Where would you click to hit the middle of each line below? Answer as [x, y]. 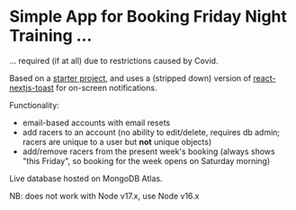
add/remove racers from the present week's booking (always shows [149, 151]
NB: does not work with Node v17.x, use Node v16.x [104, 196]
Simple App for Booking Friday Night [148, 17]
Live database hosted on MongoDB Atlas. [86, 178]
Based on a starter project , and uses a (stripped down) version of [130, 78]
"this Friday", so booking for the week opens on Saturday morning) [146, 160]
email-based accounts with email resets [96, 123]
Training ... [51, 36]
